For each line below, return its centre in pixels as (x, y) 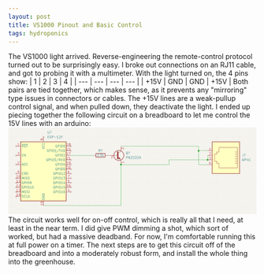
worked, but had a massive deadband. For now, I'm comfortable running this (132, 236)
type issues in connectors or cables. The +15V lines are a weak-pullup (122, 98)
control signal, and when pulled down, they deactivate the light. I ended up (129, 107)
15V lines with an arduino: (50, 124)
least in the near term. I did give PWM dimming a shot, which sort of (118, 228)
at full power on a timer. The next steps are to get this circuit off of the (122, 245)
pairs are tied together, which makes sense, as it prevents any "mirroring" (128, 90)
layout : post (30, 17)
